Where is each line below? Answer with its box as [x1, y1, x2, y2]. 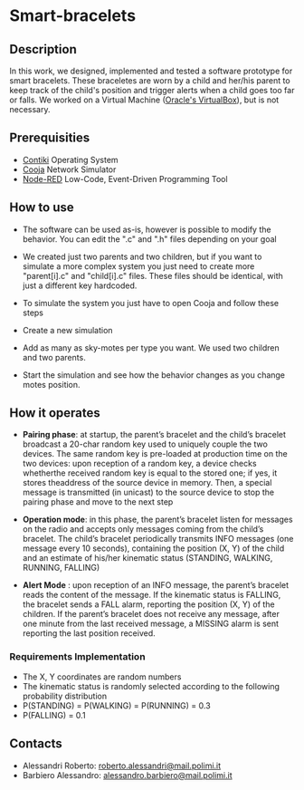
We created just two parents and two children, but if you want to [22, 251, 262, 262]
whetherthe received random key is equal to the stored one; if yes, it [22, 467, 278, 478]
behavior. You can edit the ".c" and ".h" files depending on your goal [22, 233, 278, 245]
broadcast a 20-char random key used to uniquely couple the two [22, 438, 269, 449]
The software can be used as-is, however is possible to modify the [22, 224, 271, 235]
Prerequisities [9, 130, 90, 146]
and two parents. [22, 352, 86, 362]
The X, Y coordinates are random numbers [22, 671, 182, 682]
